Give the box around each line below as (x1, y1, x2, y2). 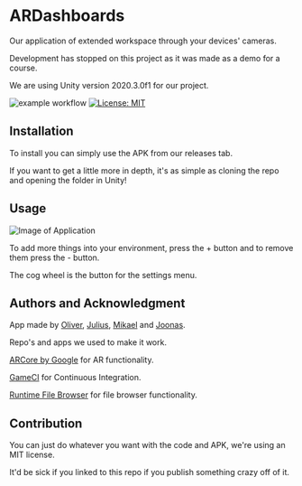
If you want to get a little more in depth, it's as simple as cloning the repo (9, 164, 279, 176)
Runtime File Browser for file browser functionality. (9, 389, 198, 400)
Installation (9, 124, 74, 139)
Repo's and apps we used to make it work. (9, 337, 167, 348)
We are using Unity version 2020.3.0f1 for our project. (9, 79, 209, 90)
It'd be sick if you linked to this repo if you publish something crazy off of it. (9, 467, 290, 478)
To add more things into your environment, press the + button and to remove (9, 242, 294, 253)
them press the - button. (9, 252, 100, 263)
